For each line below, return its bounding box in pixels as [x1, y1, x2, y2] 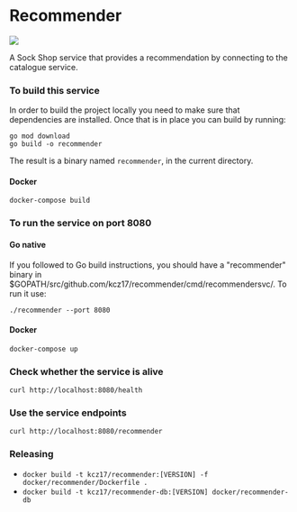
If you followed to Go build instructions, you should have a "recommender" [9, 259, 286, 270]
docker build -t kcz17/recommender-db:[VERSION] [22, 488, 209, 497]
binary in [9, 269, 42, 279]
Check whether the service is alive [9, 365, 164, 378]
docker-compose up [9, 344, 78, 353]
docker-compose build [9, 196, 91, 206]
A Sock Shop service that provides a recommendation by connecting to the [9, 51, 288, 63]
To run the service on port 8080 [9, 217, 152, 230]
